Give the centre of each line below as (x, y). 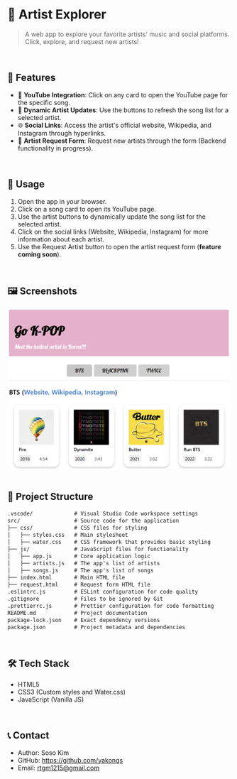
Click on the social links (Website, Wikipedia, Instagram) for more (113, 231)
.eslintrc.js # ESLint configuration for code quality (103, 592)
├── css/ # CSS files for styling (77, 528)
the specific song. (44, 102)
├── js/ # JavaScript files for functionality (98, 549)
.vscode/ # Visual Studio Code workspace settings (103, 513)
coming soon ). (39, 254)
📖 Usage (26, 184)
